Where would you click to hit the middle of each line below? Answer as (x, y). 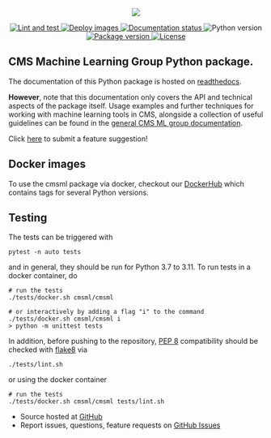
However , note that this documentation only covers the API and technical (131, 97)
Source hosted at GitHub (61, 417)
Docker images (47, 164)
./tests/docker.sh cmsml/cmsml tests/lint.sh (86, 401)
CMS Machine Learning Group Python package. (131, 62)
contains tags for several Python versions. (78, 192)
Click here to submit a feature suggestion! (78, 139)
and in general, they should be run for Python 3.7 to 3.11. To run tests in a (129, 267)
